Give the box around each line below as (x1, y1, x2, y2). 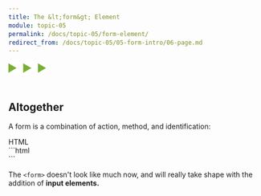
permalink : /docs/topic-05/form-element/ (8, 30, 149, 38)
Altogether (8, 100, 64, 114)
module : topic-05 (8, 21, 67, 30)
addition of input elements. (8, 178, 100, 188)
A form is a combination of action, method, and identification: (8, 121, 211, 132)
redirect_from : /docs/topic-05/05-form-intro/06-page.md (8, 39, 203, 47)
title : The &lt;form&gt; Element (8, 13, 120, 21)
